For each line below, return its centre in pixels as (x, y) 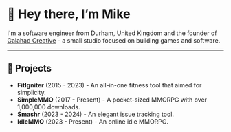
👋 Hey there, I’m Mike (69, 14)
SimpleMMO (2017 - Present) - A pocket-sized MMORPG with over (112, 100)
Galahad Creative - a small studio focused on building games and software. (114, 40)
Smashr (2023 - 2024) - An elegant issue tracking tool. (95, 114)
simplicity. (31, 92)
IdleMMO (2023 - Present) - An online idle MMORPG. (93, 121)
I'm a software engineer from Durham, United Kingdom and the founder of (112, 33)
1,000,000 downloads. (48, 107)
